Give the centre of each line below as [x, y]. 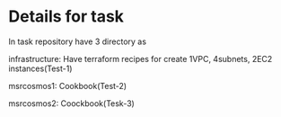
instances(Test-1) [40, 68]
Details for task [66, 17]
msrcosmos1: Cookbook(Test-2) [68, 85]
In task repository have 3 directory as [78, 41]
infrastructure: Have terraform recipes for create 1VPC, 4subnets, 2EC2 [140, 58]
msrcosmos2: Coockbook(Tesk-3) [72, 103]
